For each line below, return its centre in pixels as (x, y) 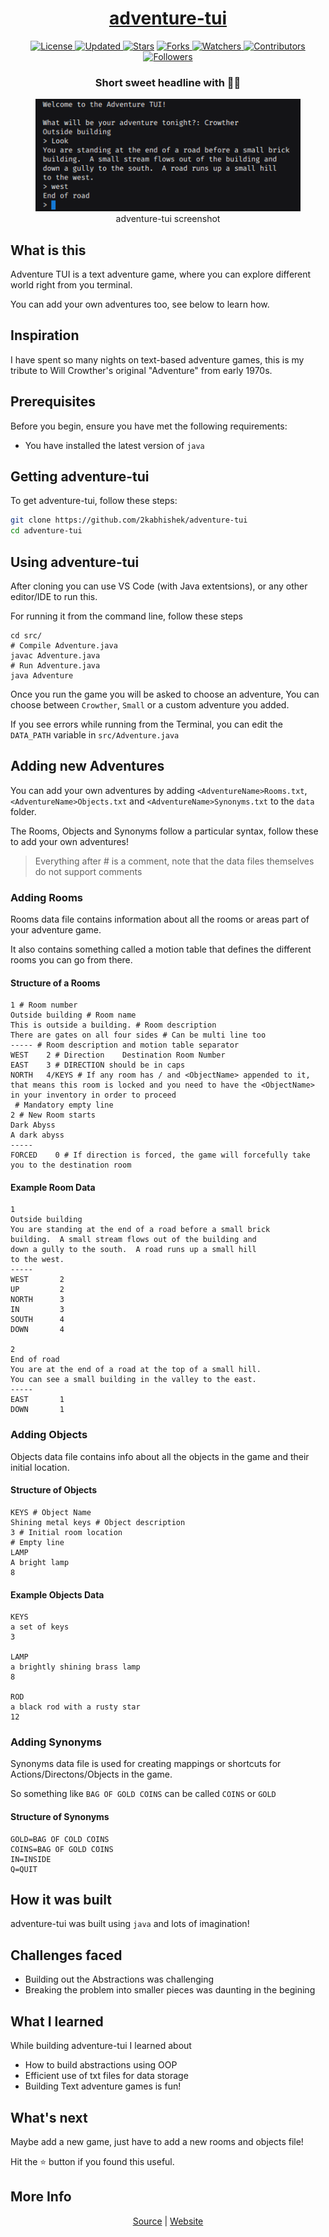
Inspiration (45, 335)
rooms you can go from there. (71, 960)
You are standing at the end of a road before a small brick (140, 1230)
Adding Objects (49, 1435)
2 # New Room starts (53, 1115)
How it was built (61, 1900)
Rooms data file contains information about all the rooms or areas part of (160, 919)
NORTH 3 (37, 1300)
